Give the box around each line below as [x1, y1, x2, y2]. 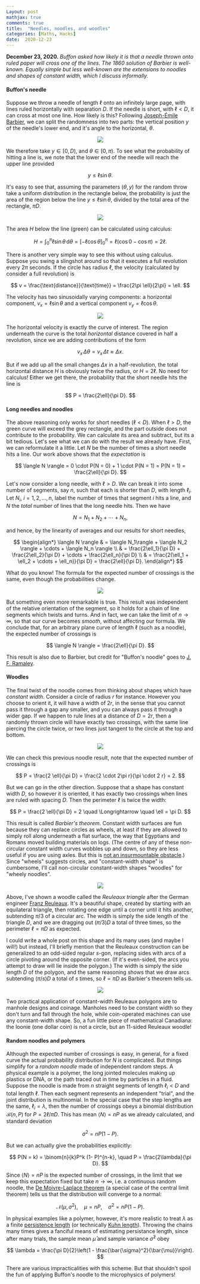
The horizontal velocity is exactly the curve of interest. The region [6, 324, 168, 331]
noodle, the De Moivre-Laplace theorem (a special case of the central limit [6, 1184, 189, 1191]
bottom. [6, 731, 26, 738]
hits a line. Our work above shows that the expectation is [6, 450, 146, 458]
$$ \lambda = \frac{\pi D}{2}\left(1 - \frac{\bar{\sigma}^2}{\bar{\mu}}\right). [7, 1246, 194, 1253]
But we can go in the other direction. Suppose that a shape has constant [6, 784, 184, 791]
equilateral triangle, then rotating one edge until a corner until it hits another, [6, 906, 193, 913]
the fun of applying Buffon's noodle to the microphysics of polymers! [6, 1271, 176, 1278]
